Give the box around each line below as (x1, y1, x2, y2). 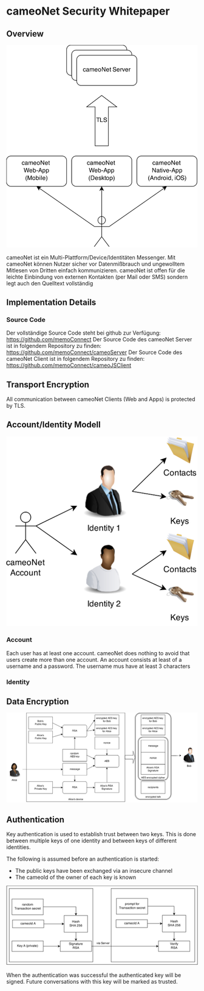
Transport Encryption (6, 379, 90, 389)
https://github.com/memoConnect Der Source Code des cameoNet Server (6, 336, 192, 343)
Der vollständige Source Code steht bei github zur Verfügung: (6, 329, 161, 336)
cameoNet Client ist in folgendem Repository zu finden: (6, 355, 145, 363)
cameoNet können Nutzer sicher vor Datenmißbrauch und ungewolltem (6, 260, 185, 268)
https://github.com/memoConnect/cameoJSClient (6, 361, 132, 369)
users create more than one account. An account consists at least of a (6, 656, 182, 663)
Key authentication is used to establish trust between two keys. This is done (6, 831, 196, 837)
